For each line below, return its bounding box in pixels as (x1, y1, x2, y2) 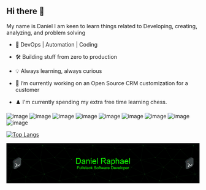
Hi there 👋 (6, 6, 45, 17)
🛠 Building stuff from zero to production (15, 53, 118, 60)
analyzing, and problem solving (6, 29, 86, 36)
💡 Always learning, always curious (15, 67, 102, 74)
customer (15, 86, 40, 93)
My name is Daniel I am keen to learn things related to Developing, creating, (6, 22, 197, 29)
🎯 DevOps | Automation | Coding (15, 40, 98, 48)
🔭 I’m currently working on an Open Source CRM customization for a (15, 79, 188, 86)
